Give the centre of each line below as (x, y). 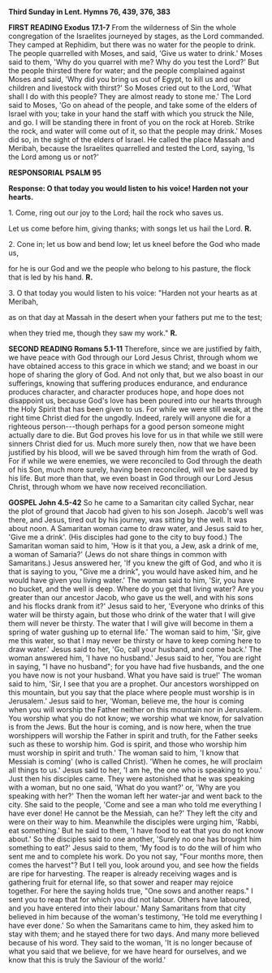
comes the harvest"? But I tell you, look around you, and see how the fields (134, 865)
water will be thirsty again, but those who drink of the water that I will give (132, 615)
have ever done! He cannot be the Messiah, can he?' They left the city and (133, 813)
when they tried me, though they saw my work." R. (93, 333)
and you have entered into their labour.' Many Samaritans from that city (127, 908)
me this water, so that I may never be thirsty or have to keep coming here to (135, 640)
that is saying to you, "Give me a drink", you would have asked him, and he (133, 571)
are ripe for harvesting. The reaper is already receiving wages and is (123, 874)
